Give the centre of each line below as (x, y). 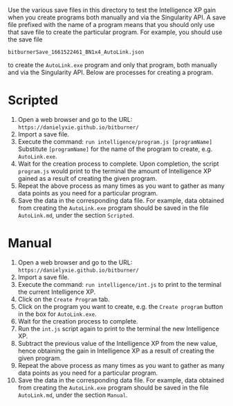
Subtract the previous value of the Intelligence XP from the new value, (118, 343)
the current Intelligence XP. (57, 292)
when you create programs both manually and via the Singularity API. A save (117, 17)
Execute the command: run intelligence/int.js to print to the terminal (120, 284)
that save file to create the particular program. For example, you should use (115, 32)
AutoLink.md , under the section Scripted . (76, 215)
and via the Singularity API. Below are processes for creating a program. (111, 72)
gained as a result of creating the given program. (87, 178)
